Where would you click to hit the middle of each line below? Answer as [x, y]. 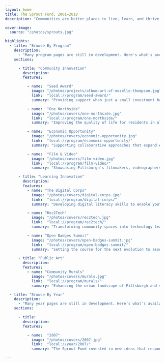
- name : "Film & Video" [52, 154]
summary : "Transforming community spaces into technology [92, 227]
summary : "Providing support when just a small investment [93, 100]
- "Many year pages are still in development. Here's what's [82, 304]
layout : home [18, 10]
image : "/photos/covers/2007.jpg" [67, 340]
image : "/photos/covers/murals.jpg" [69, 276]
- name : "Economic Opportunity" [61, 132]
